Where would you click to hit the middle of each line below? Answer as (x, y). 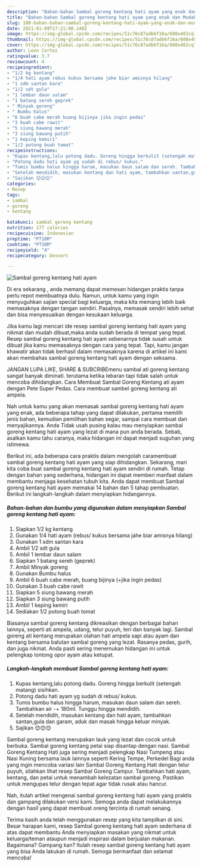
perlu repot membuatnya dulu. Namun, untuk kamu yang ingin (83, 295)
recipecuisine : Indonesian (40, 233)
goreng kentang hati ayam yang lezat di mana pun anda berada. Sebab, (95, 432)
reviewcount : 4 (26, 61)
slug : (13, 23)
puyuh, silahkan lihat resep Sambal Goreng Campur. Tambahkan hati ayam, (99, 771)
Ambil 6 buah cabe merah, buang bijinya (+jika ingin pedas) (89, 580)
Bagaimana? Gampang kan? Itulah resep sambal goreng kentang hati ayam (98, 845)
